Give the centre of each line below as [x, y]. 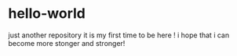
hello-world [47, 14]
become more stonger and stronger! [67, 43]
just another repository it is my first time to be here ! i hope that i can [119, 35]
